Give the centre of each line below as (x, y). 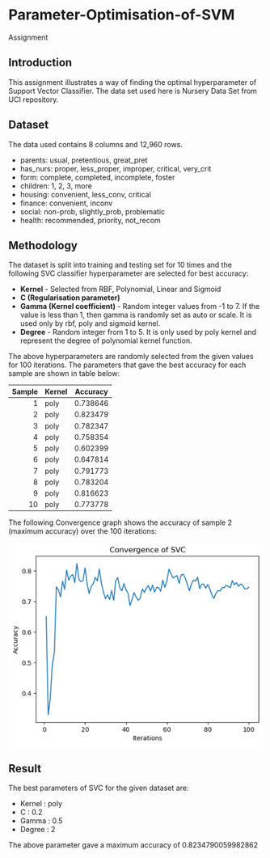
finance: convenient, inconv (66, 203)
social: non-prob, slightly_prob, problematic (93, 211)
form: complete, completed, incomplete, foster (97, 177)
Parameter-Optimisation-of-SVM (122, 15)
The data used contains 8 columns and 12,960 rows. (96, 144)
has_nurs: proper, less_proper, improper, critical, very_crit (116, 168)
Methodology (43, 245)
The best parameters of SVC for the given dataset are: (99, 788)
